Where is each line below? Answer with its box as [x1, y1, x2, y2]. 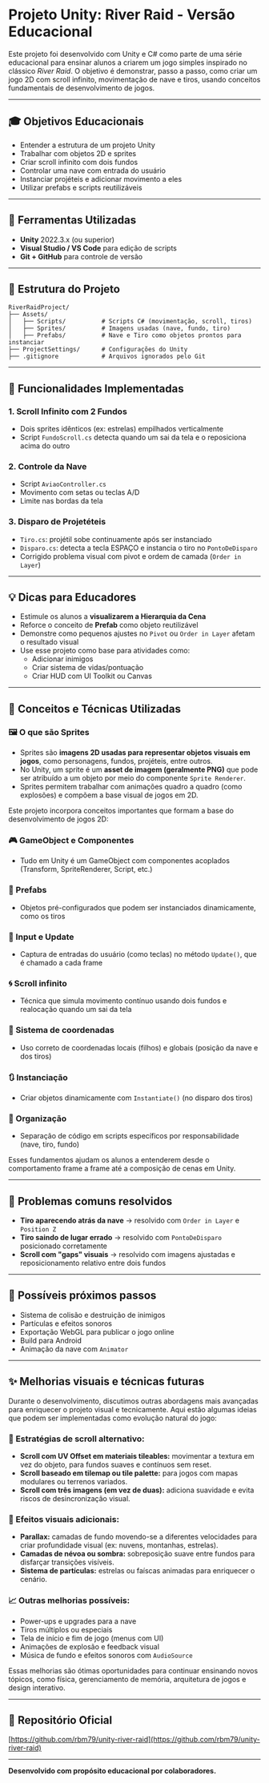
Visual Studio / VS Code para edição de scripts [19, 243, 178, 253]
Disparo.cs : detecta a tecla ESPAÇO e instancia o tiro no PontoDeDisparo [19, 543, 258, 552]
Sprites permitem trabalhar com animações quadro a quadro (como [19, 782, 243, 792]
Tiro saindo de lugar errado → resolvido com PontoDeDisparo [19, 1233, 223, 1243]
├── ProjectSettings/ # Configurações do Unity [8, 346, 188, 354]
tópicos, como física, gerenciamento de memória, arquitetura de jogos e [8, 1674, 247, 1684]
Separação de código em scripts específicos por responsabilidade [19, 1131, 239, 1141]
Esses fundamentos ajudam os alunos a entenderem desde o [8, 1155, 210, 1165]
